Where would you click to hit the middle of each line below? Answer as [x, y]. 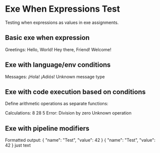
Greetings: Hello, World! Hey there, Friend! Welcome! [58, 49]
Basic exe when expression [47, 38]
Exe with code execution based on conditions [75, 92]
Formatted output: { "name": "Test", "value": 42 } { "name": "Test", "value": [80, 140]
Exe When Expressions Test [63, 9]
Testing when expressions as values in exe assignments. [62, 22]
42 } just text [18, 145]
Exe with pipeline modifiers [47, 128]
